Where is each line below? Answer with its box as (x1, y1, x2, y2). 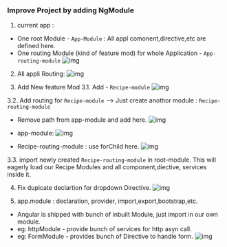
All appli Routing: (17, 69, 65, 78)
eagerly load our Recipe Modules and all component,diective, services (7, 163, 207, 171)
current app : (17, 21, 54, 30)
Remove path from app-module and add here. (17, 116, 147, 124)
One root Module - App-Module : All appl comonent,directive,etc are (17, 34, 206, 43)
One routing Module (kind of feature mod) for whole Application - (17, 49, 202, 57)
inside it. (7, 171, 32, 179)
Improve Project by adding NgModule (7, 6, 134, 15)
